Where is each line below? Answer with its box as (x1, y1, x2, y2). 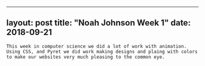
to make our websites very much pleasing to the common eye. (6, 54, 165, 60)
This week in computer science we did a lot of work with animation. (6, 43, 187, 49)
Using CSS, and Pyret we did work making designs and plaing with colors (6, 48, 198, 54)
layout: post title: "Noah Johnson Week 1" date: (6, 18, 191, 28)
